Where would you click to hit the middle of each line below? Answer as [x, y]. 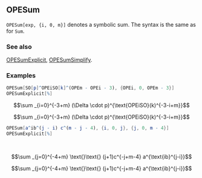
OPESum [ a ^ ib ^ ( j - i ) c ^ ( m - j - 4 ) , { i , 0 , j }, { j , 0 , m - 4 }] [88, 128]
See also [19, 47]
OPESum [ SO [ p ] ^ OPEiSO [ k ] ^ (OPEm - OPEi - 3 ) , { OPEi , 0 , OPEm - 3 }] [90, 88]
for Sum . [15, 31]
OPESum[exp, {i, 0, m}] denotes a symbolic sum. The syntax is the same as [101, 24]
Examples [21, 76]
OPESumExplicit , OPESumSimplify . [49, 60]
